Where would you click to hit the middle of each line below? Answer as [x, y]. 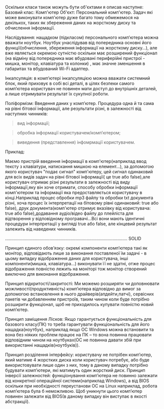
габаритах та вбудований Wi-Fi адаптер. [47, 69]
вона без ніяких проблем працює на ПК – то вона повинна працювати [78, 335]
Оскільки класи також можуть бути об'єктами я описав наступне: [74, 7]
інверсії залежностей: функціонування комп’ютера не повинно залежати [81, 375]
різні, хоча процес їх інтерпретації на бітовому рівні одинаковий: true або [82, 203]
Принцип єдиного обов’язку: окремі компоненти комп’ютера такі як [76, 248]
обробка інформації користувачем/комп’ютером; [69, 133]
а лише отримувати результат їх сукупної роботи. [57, 94]
